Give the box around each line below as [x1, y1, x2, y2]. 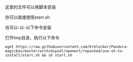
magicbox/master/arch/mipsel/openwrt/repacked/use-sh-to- [5, 49, 124, 53]
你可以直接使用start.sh [5, 14, 50, 20]
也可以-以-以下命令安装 [5, 25, 52, 30]
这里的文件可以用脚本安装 [5, 4, 56, 10]
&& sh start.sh [42, 53, 73, 58]
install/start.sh [5, 53, 40, 58]
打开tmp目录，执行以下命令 [5, 35, 59, 40]
